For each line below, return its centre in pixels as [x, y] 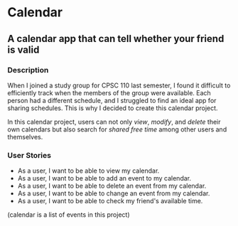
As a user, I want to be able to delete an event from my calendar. [112, 186]
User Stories [29, 155]
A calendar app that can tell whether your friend [116, 39]
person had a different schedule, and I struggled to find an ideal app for [112, 100]
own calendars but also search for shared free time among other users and [117, 129]
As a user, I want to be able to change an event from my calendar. [114, 193]
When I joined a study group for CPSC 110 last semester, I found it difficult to [119, 85]
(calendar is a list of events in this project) [69, 215]
